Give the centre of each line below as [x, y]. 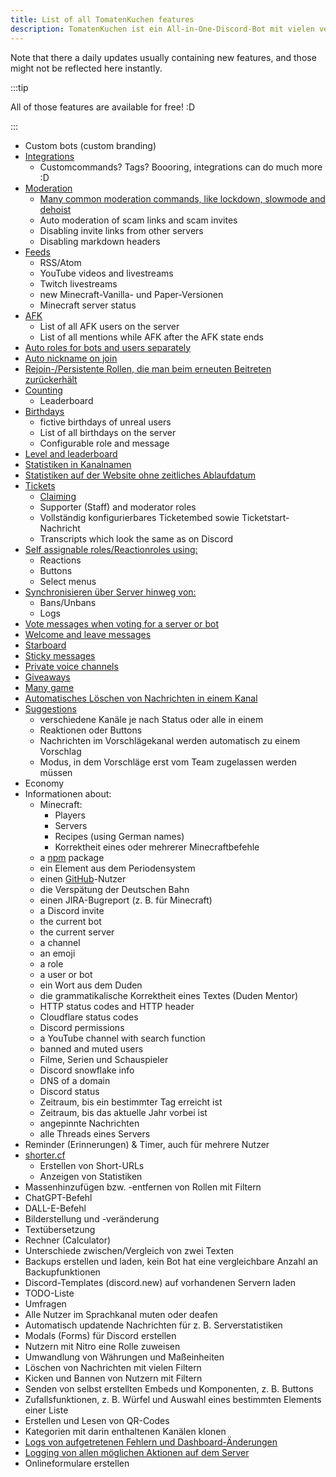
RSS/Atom [60, 262]
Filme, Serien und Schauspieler [104, 1059]
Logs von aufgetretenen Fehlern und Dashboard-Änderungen [151, 1442]
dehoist [55, 209]
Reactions [60, 560]
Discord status [69, 1091]
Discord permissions [82, 1027]
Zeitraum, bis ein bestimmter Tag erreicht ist [131, 1102]
